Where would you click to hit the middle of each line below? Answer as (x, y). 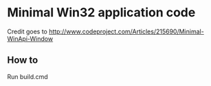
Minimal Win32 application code (101, 13)
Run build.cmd (27, 76)
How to (23, 60)
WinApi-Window (30, 38)
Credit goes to (27, 31)
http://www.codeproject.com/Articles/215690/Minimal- (126, 31)
